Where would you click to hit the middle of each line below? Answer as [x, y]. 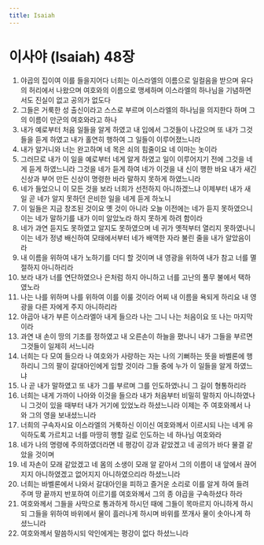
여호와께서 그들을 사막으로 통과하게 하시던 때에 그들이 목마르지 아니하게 [129, 503]
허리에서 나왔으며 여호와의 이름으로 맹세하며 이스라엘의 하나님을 [126, 90]
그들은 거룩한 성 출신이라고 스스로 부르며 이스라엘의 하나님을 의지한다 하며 [134, 109]
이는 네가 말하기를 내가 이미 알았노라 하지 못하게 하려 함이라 [112, 218]
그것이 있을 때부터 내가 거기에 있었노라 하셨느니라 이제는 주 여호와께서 [136, 405]
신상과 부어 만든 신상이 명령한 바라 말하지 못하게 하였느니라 [110, 179]
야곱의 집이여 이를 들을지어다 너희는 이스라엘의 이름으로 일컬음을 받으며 [129, 80]
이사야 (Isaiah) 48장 [72, 57]
